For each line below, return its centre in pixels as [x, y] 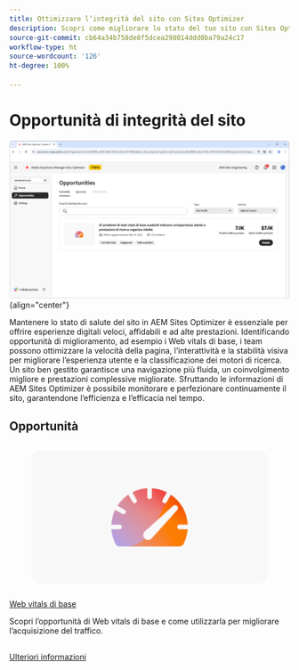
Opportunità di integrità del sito [128, 121]
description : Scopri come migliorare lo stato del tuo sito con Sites [143, 28]
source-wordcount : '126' [55, 57]
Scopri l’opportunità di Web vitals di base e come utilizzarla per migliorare [144, 621]
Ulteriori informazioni [48, 657]
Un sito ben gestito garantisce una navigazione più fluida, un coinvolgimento [149, 370]
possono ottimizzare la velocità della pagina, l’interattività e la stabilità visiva [149, 351]
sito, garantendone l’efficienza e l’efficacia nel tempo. [107, 398]
